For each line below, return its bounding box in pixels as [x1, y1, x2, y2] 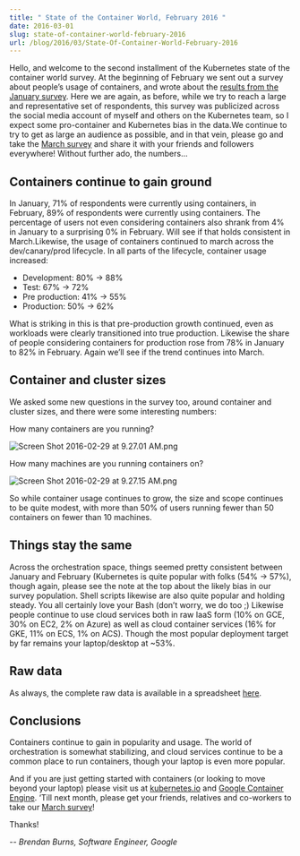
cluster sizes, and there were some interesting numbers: [9, 406, 218, 416]
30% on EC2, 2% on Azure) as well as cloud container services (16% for [9, 619, 277, 629]
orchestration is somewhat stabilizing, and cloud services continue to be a [9, 747, 284, 758]
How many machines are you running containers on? [9, 458, 204, 468]
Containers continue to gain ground [9, 174, 212, 189]
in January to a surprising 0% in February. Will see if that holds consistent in [9, 227, 291, 237]
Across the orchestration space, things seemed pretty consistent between [9, 561, 284, 572]
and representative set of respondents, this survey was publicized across [9, 100, 280, 112]
